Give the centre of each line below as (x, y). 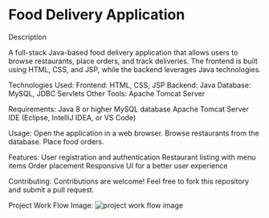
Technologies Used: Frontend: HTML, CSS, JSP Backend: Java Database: (130, 85)
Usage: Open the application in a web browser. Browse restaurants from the (134, 133)
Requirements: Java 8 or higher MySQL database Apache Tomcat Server (128, 109)
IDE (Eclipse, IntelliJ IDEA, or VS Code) (72, 117)
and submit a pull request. (51, 189)
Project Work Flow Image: (51, 205)
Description (27, 37)
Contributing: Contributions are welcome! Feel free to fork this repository (129, 181)
